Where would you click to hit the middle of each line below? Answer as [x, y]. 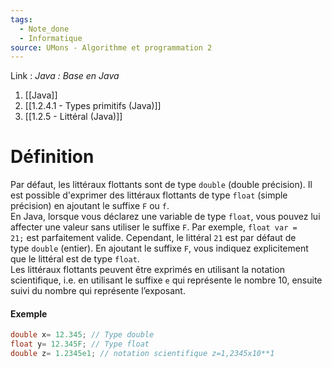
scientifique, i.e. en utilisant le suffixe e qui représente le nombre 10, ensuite [166, 280]
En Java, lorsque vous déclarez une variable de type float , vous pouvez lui [165, 217]
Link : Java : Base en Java [65, 76]
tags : [21, 19]
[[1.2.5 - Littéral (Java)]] [73, 117]
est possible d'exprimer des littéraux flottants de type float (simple [149, 195]
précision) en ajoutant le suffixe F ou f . [90, 206]
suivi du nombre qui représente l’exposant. [98, 291]
